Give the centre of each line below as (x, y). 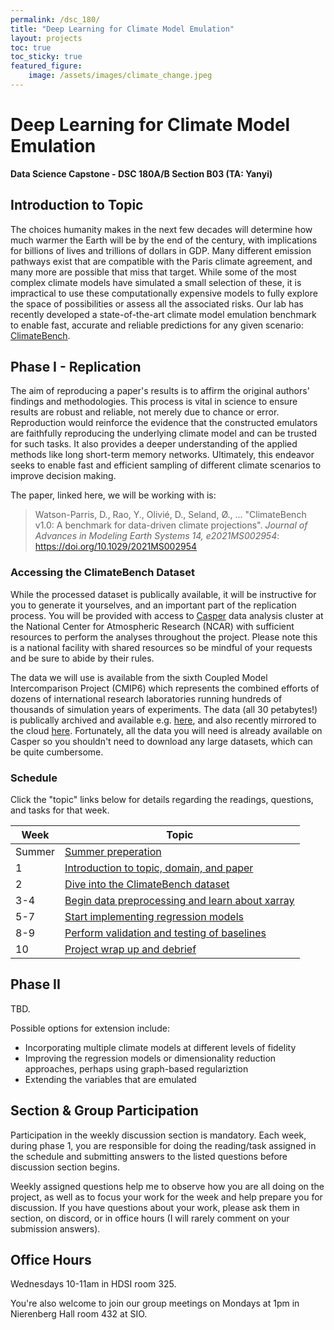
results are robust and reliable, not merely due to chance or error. (145, 412)
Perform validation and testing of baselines (165, 933)
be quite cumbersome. (57, 752)
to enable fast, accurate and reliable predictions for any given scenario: (157, 325)
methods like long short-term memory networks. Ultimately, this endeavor (162, 455)
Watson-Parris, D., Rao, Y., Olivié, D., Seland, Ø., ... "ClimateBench (170, 515)
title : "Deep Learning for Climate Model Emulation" (122, 29)
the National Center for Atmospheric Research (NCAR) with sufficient (152, 626)
